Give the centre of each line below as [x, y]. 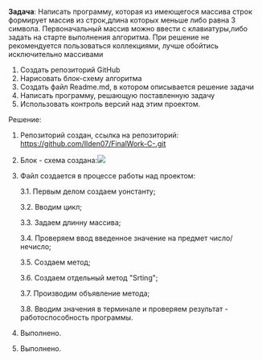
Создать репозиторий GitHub [70, 70]
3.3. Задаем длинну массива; [70, 223]
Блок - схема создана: [59, 160]
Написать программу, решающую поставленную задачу [117, 95]
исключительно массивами [56, 54]
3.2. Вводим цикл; [51, 207]
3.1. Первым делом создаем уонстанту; [88, 191]
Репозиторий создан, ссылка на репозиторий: [99, 135]
